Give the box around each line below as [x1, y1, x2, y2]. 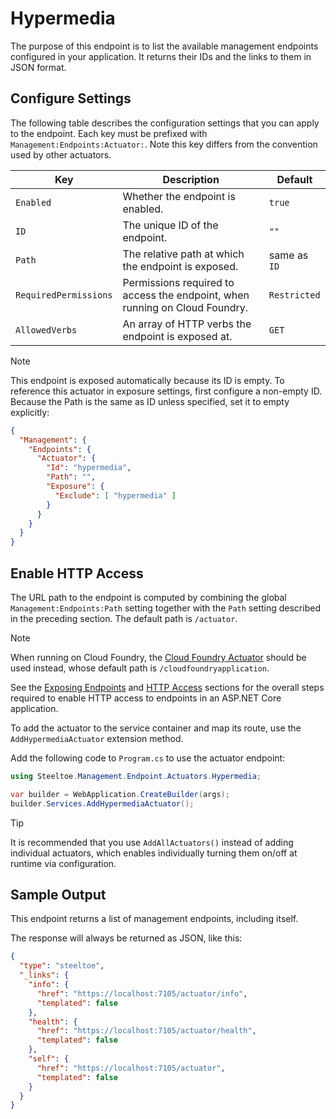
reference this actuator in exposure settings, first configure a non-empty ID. [10, 385, 323, 397]
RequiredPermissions [15, 289, 113, 301]
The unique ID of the [122, 218, 219, 232]
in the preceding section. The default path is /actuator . [10, 612, 238, 624]
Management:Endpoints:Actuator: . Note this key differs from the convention [10, 138, 318, 150]
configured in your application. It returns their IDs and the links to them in [10, 50, 312, 62]
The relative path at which [122, 247, 245, 261]
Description [162, 172, 220, 186]
